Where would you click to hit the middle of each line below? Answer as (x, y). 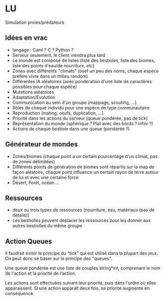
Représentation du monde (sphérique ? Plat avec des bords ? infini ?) (83, 123)
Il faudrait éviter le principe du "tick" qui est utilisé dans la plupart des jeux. (82, 253)
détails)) (21, 215)
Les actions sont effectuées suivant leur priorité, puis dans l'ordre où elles (81, 283)
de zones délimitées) (34, 161)
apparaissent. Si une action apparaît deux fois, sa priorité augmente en (77, 288)
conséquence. (20, 294)
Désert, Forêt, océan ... (36, 182)
